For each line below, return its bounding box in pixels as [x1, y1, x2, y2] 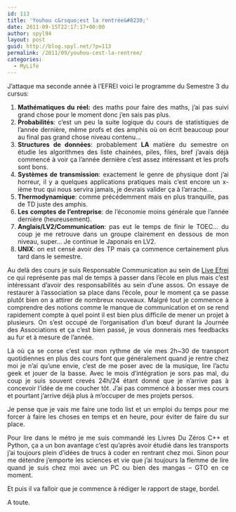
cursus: [7, 89, 29, 98]
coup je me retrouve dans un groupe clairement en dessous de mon [17, 230, 229, 238]
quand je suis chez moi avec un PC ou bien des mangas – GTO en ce [7, 463, 229, 471]
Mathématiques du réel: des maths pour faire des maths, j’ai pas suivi [17, 103, 229, 111]
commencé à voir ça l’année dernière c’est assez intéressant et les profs [17, 155, 229, 164]
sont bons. [17, 162, 49, 171]
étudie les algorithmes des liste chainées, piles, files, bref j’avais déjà [17, 147, 229, 156]
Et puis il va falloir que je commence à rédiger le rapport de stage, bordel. [7, 484, 220, 492]
